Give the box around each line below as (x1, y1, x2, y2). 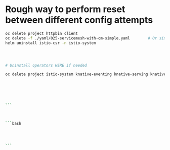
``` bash (5, 121, 22, 126)
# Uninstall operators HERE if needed (5, 63, 87, 68)
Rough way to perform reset (5, 4, 125, 15)
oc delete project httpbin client (5, 31, 78, 36)
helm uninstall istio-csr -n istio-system (5, 40, 96, 45)
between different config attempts (5, 14, 153, 26)
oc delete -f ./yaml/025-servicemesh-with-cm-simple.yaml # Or (5, 35, 157, 41)
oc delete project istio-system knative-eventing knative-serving (5, 72, 148, 77)
